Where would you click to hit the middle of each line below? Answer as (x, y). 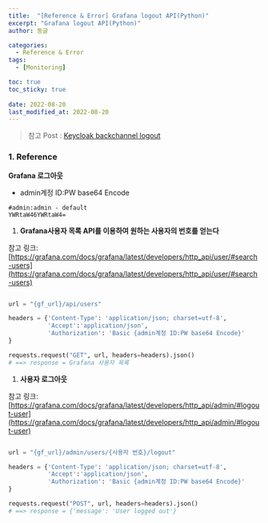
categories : (28, 45)
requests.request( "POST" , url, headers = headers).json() (103, 504)
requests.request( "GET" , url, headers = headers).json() (102, 355)
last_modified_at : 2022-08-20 (59, 112)
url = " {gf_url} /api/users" (55, 304)
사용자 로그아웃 (44, 379)
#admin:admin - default (48, 208)
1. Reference (33, 157)
